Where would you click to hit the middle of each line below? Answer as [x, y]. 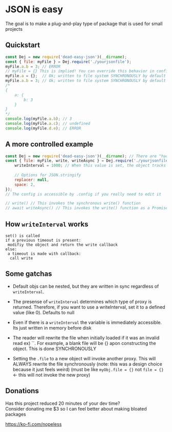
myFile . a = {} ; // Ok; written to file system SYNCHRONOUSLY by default [86, 76]
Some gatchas [29, 274]
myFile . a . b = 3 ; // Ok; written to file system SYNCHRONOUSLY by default [86, 81]
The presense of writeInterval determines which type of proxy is [82, 301]
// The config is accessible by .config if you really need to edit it [83, 194]
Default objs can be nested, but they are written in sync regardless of [86, 286]
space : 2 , [25, 185]
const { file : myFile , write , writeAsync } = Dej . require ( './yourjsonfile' [88, 161]
